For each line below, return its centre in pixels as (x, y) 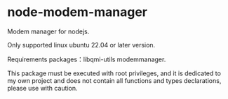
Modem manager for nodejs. (48, 31)
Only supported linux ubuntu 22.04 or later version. (81, 45)
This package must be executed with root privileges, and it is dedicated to (114, 73)
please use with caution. (42, 88)
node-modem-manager (78, 12)
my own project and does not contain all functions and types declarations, (114, 80)
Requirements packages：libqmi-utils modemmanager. (87, 59)
